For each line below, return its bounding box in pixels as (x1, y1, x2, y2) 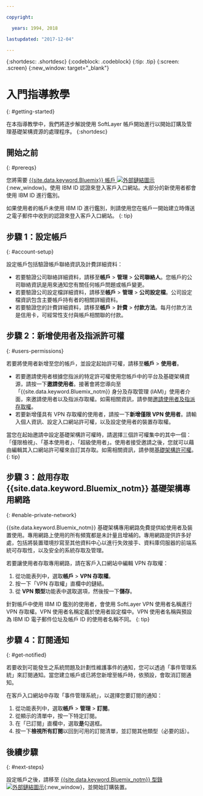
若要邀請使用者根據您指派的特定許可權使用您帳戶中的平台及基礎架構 (14, 372, 185, 380)
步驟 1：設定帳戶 (6, 232, 68, 242)
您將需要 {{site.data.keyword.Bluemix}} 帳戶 (6, 176, 116, 184)
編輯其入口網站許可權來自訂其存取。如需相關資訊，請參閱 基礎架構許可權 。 (11, 446, 197, 453)
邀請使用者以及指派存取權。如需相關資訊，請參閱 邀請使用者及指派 (31, 395, 195, 403)
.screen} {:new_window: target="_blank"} (6, 64, 110, 72)
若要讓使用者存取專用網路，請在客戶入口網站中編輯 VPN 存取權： (6, 559, 169, 567)
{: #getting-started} (6, 108, 55, 115)
